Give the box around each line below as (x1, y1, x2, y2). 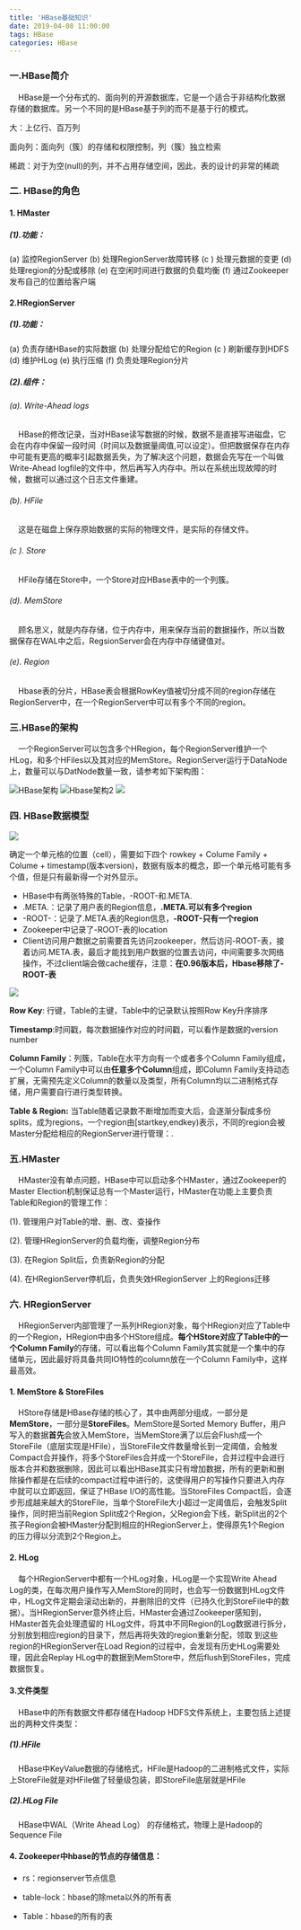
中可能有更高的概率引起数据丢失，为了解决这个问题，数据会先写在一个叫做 (9, 451, 284, 463)
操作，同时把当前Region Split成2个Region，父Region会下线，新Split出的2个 (9, 1509, 288, 1519)
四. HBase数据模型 (9, 810, 90, 822)
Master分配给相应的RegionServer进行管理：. (9, 1128, 175, 1138)
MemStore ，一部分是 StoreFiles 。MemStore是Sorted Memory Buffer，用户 (9, 1419, 287, 1430)
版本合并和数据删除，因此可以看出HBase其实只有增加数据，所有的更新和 (9, 1464, 277, 1474)
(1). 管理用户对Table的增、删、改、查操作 (9, 1216, 161, 1226)
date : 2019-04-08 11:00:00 (9, 22, 110, 31)
